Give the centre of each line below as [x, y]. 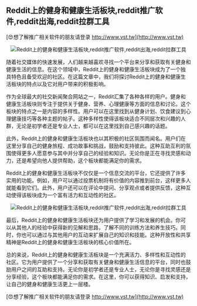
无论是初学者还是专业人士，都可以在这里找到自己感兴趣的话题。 [93, 126]
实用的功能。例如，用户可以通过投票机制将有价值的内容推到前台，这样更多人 [98, 180]
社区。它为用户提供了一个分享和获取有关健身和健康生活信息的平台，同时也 [96, 262]
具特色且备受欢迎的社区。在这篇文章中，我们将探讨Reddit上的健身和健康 [94, 76]
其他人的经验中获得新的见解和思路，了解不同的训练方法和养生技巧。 [98, 227]
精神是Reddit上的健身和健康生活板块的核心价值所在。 [70, 242]
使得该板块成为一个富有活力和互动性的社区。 [65, 195]
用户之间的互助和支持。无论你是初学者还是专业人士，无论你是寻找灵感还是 [101, 269]
